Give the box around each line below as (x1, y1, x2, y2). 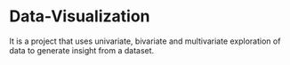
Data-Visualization (9, 6, 150, 27)
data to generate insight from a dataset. (9, 45, 155, 55)
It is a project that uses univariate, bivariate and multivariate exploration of (9, 36, 281, 46)
